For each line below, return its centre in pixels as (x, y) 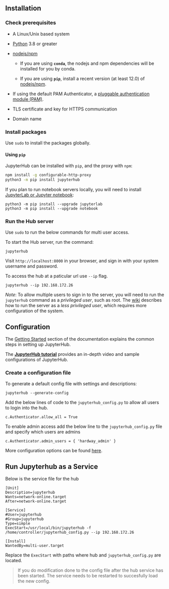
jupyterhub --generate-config (37, 393)
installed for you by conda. (48, 68)
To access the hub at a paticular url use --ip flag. (57, 276)
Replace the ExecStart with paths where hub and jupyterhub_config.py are (83, 555)
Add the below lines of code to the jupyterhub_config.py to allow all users (82, 402)
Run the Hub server (30, 221)
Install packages (26, 132)
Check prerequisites (31, 23)
